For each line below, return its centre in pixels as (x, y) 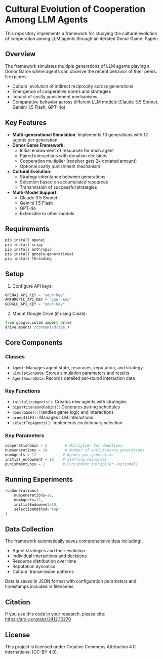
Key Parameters (25, 435)
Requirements (27, 229)
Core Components (34, 343)
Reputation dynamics (34, 567)
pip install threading (28, 259)
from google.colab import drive (38, 323)
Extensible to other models (47, 213)
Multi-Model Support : (35, 192)
